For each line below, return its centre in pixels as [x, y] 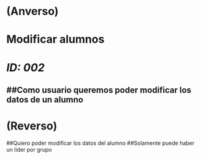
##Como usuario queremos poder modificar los [99, 90]
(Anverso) [32, 11]
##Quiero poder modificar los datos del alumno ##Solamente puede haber [100, 143]
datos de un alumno [45, 99]
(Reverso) [32, 126]
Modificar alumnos [55, 40]
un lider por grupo [29, 149]
